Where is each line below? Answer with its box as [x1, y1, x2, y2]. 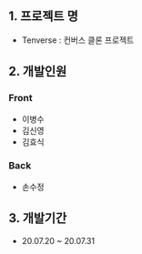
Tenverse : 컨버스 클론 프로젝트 [21, 35, 135, 46]
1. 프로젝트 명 [8, 8, 78, 25]
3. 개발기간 [8, 210, 67, 226]
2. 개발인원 [8, 64, 67, 79]
